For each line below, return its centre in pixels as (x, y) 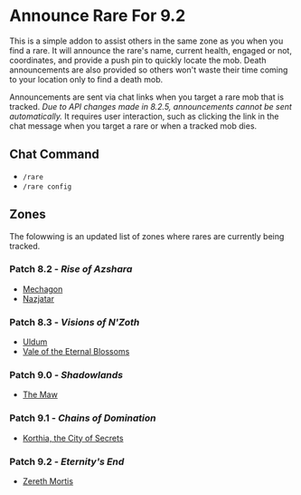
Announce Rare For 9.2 (98, 16)
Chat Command (54, 155)
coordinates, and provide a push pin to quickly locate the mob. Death (138, 60)
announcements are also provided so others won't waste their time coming (149, 70)
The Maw (40, 394)
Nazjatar (38, 298)
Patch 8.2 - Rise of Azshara (71, 269)
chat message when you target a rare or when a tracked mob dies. (133, 126)
